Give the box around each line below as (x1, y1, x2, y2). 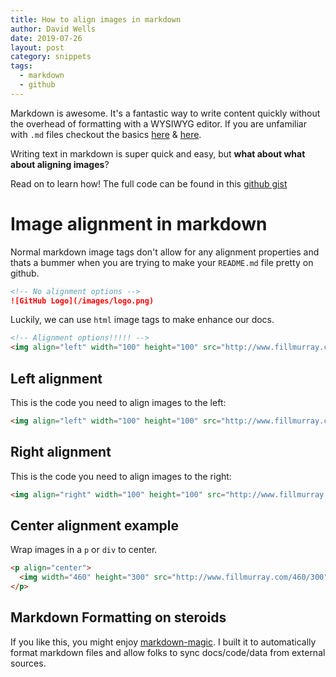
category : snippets (10, 52, 92, 62)
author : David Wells (10, 24, 97, 34)
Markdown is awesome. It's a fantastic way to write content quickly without (10, 107, 321, 119)
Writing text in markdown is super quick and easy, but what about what (10, 147, 306, 160)
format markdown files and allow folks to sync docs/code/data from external (10, 646, 326, 658)
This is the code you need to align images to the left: (10, 397, 227, 408)
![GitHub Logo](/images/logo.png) (10, 296, 155, 306)
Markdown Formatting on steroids (10, 609, 227, 626)
